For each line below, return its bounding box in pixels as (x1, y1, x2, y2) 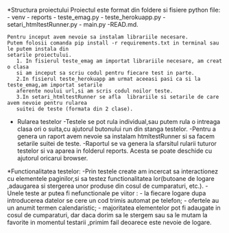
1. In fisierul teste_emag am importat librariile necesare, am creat (16, 58, 223, 64)
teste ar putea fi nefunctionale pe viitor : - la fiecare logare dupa (25, 189, 206, 197)
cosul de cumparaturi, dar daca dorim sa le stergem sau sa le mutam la (7, 211, 208, 219)
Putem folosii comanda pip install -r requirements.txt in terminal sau (7, 40, 219, 47)
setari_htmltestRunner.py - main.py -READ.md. (7, 21, 138, 28)
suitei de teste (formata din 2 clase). (16, 106, 134, 112)
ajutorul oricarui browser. (16, 154, 88, 162)
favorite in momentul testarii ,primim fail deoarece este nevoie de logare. (7, 219, 212, 226)
